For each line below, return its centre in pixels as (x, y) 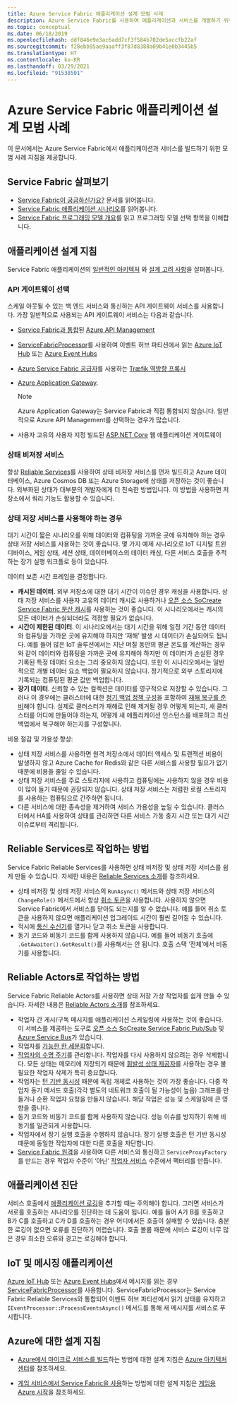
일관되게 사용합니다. (64, 1125)
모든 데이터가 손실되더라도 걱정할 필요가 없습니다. (85, 618)
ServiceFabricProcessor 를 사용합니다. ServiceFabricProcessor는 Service (112, 1290)
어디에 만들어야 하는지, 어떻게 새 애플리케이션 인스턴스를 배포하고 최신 (133, 715)
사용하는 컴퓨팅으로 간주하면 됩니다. (74, 798)
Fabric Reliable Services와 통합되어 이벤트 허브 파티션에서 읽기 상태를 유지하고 (116, 1299)
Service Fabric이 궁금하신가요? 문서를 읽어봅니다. (86, 200)
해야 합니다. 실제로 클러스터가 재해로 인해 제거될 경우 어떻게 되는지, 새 (119, 706)
